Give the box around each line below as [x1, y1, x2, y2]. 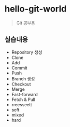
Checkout [11, 81, 31, 87]
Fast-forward [11, 91, 38, 97]
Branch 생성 [11, 76, 35, 82]
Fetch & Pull [11, 97, 36, 102]
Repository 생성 [11, 49, 42, 55]
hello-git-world [4, 3, 67, 14]
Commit [11, 65, 28, 71]
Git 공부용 [16, 20, 35, 26]
